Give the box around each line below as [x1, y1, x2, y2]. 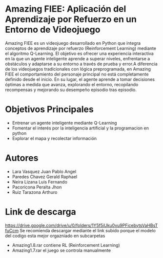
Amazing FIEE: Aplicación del [5, 3, 126, 15]
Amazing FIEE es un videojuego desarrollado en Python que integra [5, 40, 141, 46]
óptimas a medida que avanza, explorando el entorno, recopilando [5, 81, 139, 87]
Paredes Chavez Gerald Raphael [12, 174, 77, 180]
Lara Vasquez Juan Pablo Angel [12, 168, 77, 174]
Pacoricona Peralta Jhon [12, 184, 62, 190]
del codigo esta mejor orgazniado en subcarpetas [5, 233, 105, 239]
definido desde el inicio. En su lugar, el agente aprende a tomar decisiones [5, 76, 155, 82]
